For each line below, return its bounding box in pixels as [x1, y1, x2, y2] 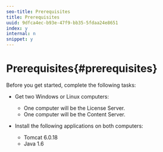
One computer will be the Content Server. [23, 110, 126, 118]
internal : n [6, 31, 36, 37]
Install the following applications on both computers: [14, 122, 144, 129]
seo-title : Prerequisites [6, 8, 70, 15]
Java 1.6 [23, 140, 44, 147]
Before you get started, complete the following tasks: [6, 81, 136, 88]
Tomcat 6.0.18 [23, 134, 58, 141]
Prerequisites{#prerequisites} [6, 62, 158, 75]
